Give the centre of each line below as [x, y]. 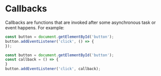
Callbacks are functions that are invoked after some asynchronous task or [80, 22]
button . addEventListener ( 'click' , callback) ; [53, 69]
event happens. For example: [35, 27]
